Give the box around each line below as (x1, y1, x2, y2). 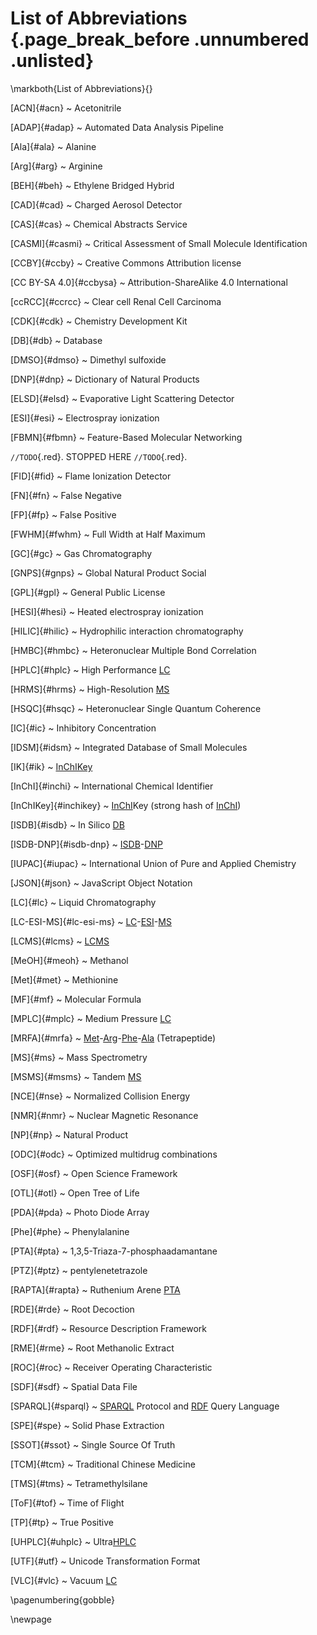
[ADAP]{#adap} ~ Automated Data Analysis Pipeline (10, 121, 224, 133)
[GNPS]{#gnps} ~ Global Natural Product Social (10, 567, 207, 579)
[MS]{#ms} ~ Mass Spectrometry (10, 1051, 148, 1063)
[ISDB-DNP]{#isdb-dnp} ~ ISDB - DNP (10, 838, 163, 850)
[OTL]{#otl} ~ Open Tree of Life (10, 1187, 140, 1199)
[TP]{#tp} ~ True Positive (10, 1516, 114, 1528)
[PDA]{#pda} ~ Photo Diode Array (10, 1206, 150, 1218)
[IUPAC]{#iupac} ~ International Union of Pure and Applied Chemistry (10, 857, 297, 869)
